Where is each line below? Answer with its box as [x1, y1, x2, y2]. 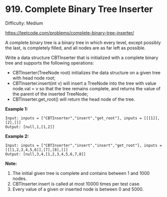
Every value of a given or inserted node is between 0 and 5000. [12, 186, 144, 192]
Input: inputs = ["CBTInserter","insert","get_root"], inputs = [5, 115, 142, 121]
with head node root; [12, 75, 56, 81]
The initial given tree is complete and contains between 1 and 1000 [12, 170, 150, 176]
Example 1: [5, 106, 28, 112]
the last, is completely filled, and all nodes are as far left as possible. [5, 45, 146, 51]
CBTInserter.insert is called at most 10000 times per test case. [12, 180, 141, 186]
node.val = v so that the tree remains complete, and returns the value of [12, 85, 161, 91]
